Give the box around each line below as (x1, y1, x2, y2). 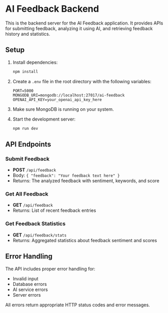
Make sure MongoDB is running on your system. (12, 106, 114, 112)
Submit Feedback (5, 155, 50, 162)
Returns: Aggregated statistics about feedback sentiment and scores (12, 237, 157, 243)
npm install (12, 69, 38, 74)
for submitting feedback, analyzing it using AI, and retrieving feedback (5, 25, 153, 31)
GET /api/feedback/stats (12, 232, 67, 238)
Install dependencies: (12, 59, 58, 65)
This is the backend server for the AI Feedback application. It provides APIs (5, 20, 163, 26)
